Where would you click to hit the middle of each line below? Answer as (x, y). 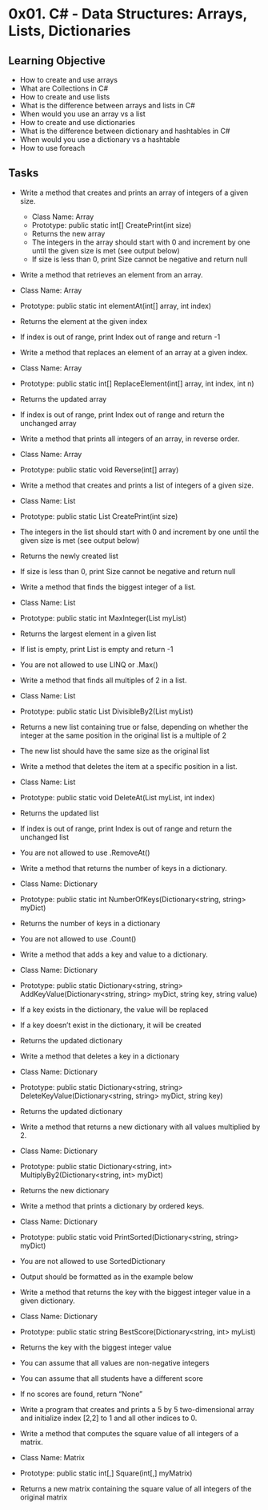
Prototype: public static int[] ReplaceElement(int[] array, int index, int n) (137, 383)
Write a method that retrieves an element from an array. (111, 274)
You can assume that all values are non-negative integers (114, 1362)
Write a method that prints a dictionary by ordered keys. (112, 1206)
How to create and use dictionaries (78, 122)
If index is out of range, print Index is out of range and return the (126, 828)
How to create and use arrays (69, 80)
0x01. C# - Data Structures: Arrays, (128, 14)
